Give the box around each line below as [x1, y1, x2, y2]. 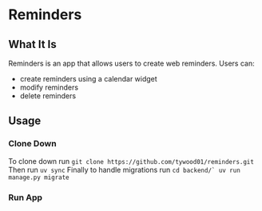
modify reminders [19, 82, 78, 92]
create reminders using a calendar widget [19, 74, 157, 83]
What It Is [8, 38, 58, 51]
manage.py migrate [8, 173, 69, 181]
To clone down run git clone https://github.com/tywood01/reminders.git [8, 156, 254, 165]
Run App [8, 192, 42, 203]
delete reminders [19, 91, 77, 101]
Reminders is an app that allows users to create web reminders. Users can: [8, 58, 255, 68]
